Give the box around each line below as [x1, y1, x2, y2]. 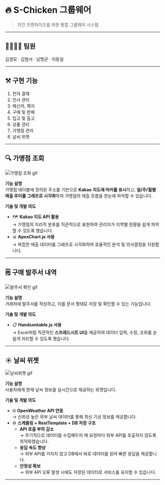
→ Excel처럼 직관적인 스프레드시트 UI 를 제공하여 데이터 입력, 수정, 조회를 [12, 329, 152, 335]
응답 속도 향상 [19, 445, 46, 451]
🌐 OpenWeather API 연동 [12, 408, 64, 414]
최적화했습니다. [19, 439, 49, 444]
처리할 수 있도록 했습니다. [21, 336, 70, 342]
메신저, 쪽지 [12, 103, 35, 109]
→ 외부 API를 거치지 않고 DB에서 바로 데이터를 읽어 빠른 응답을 [19, 451, 140, 456]
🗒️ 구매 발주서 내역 [5, 268, 57, 276]
